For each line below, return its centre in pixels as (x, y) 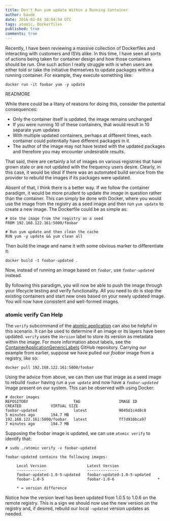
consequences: (22, 109)
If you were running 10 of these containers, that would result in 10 (81, 125)
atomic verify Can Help (34, 315)
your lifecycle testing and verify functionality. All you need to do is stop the (83, 291)
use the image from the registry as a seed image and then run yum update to (84, 204)
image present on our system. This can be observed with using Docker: (80, 388)
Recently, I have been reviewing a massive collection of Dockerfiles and (80, 48)
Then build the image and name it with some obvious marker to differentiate (84, 246)
